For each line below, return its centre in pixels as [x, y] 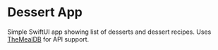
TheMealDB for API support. [48, 39]
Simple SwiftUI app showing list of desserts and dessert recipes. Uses [109, 32]
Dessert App [45, 12]
